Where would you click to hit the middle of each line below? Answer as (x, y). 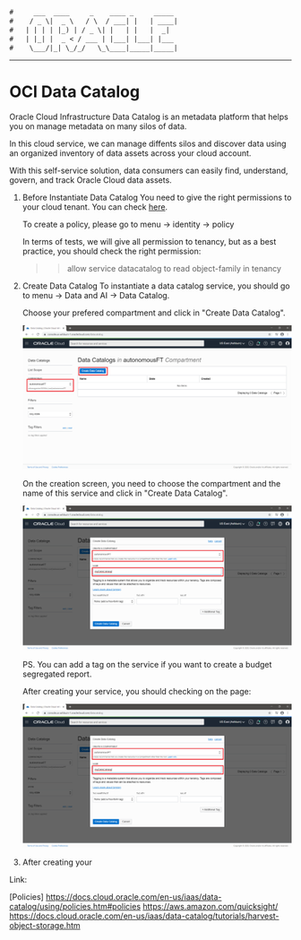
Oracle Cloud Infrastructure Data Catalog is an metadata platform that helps (149, 116)
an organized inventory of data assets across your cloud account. (130, 153)
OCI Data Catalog (75, 92)
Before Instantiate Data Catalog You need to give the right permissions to (157, 197)
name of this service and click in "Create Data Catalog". (125, 493)
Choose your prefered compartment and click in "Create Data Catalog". (154, 313)
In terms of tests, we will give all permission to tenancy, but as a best (149, 241)
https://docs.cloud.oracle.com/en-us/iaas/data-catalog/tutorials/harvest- (144, 916)
